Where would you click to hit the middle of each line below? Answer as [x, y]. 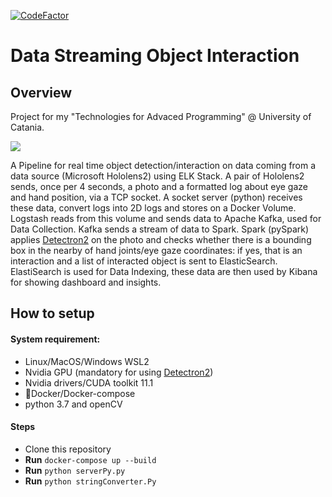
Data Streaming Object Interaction [155, 56]
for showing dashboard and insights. [86, 282]
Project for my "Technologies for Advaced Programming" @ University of [161, 116]
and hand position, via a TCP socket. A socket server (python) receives [156, 197]
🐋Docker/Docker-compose [80, 393]
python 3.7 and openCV [73, 404]
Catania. [27, 127]
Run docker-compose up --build [90, 459]
